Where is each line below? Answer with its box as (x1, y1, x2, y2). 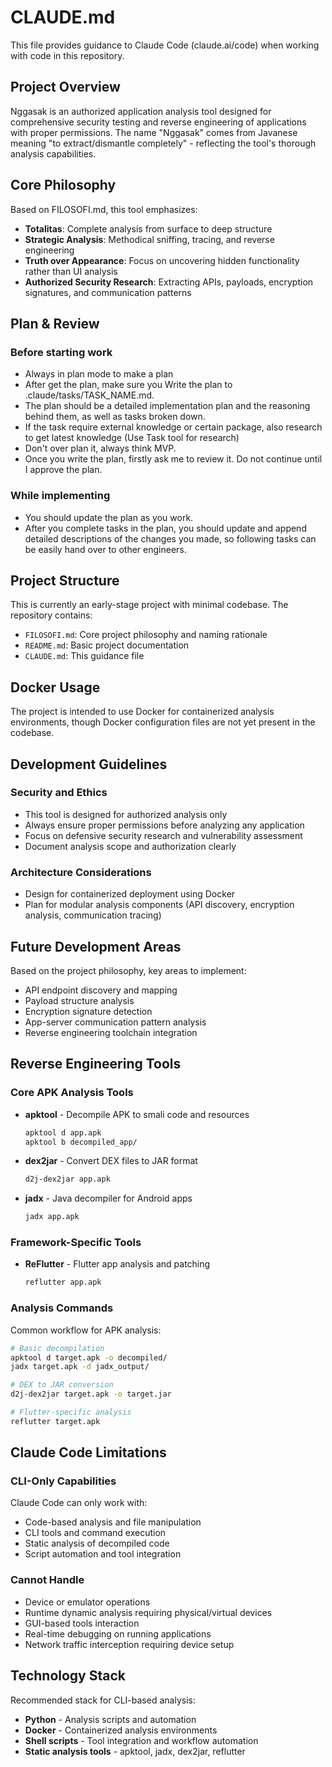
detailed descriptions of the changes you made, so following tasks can (24, 532, 317, 545)
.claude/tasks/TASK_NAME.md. (24, 389, 155, 401)
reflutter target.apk (10, 1416, 101, 1426)
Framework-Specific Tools (10, 1236, 142, 1250)
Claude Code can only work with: (10, 1497, 148, 1509)
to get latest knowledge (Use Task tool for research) (24, 432, 240, 444)
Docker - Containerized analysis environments (24, 1724, 218, 1736)
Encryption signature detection (24, 1005, 153, 1017)
